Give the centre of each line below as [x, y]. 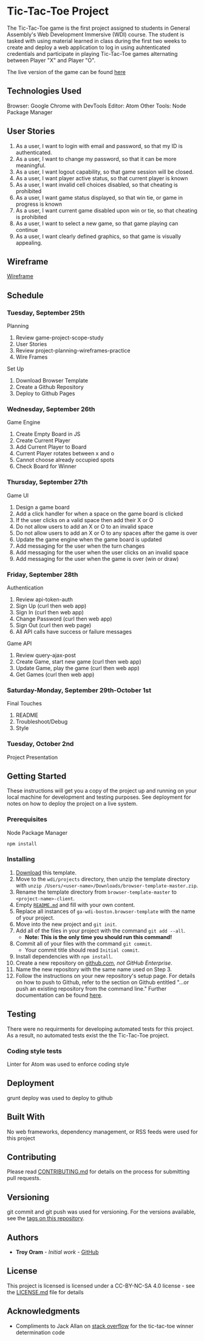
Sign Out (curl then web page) [53, 625]
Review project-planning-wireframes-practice [73, 351]
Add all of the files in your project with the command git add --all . [100, 931]
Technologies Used [44, 91]
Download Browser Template [52, 381]
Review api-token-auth [44, 599]
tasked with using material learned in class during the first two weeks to [97, 41]
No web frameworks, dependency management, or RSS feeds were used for [102, 1132]
